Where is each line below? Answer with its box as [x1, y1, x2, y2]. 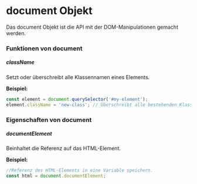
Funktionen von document [6, 44, 83, 52]
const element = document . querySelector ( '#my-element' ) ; [6, 96, 148, 102]
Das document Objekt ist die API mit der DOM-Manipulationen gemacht [6, 23, 179, 30]
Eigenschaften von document [6, 115, 92, 124]
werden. [6, 29, 26, 36]
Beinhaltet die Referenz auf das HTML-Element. [6, 145, 121, 152]
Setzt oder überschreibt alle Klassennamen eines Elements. [6, 73, 150, 80]
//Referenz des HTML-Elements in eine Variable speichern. [6, 168, 154, 173]
